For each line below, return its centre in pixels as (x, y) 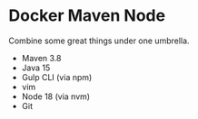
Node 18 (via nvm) (56, 96)
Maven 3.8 (41, 58)
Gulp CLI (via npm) (57, 77)
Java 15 (36, 68)
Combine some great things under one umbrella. (99, 41)
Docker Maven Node (87, 16)
